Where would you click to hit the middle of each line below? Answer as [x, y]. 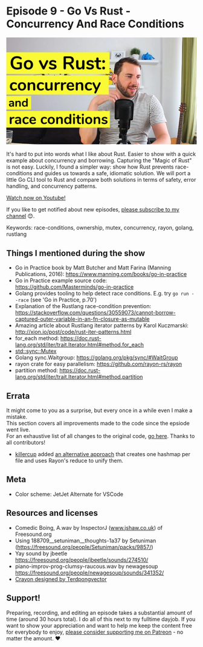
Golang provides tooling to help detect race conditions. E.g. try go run [102, 294]
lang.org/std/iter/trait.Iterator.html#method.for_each [79, 345]
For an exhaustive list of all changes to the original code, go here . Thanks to [101, 436]
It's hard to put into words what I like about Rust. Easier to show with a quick [101, 154]
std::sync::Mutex [36, 351]
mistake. [17, 417]
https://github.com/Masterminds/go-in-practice [74, 287]
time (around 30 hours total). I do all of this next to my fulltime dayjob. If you [101, 619]
